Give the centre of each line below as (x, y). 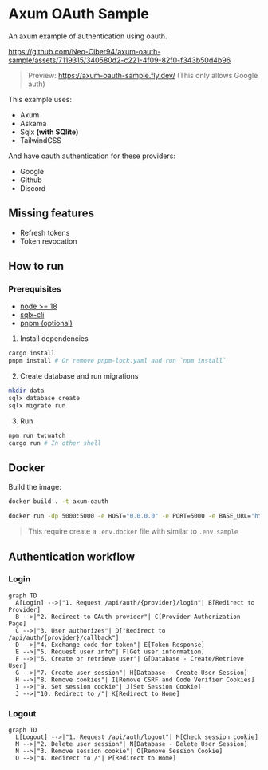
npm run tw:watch (37, 435)
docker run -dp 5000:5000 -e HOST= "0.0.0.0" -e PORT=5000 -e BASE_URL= (130, 516)
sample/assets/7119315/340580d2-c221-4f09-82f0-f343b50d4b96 (120, 60)
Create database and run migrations (79, 376)
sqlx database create (44, 399)
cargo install (32, 353)
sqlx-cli (32, 315)
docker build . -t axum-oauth (59, 502)
